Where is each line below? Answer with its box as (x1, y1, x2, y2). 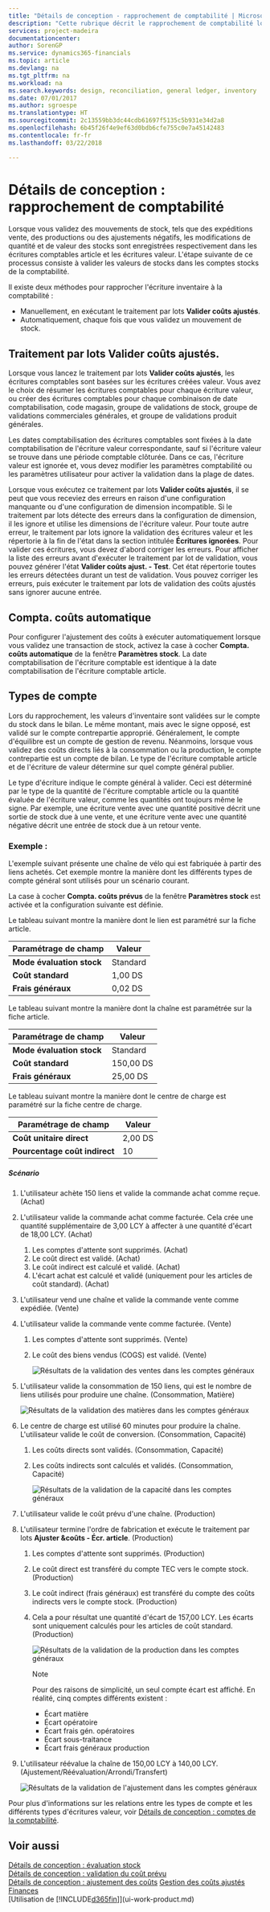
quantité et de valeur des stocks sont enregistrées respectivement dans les (8, 241, 257, 251)
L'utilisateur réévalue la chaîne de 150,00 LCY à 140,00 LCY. (19, 1758, 219, 1769)
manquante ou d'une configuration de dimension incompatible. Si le (8, 502, 233, 511)
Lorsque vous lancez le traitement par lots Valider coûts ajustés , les (8, 368, 235, 378)
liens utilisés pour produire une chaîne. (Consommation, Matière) (19, 1390, 235, 1400)
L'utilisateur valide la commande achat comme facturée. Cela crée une (19, 1212, 254, 1222)
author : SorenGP (8, 42, 63, 50)
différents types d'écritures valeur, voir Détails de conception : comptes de (8, 1807, 256, 1817)
